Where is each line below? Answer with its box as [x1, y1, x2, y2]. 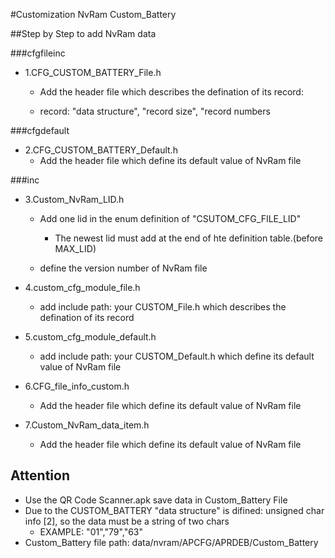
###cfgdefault [10, 125, 70, 136]
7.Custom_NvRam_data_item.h [24, 419, 150, 431]
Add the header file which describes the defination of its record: [39, 86, 304, 98]
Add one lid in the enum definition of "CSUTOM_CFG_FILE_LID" [39, 213, 302, 224]
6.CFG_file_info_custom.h [24, 380, 130, 392]
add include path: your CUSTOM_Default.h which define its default [39, 350, 315, 362]
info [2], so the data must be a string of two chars [24, 515, 230, 527]
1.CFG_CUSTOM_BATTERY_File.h [24, 67, 162, 78]
